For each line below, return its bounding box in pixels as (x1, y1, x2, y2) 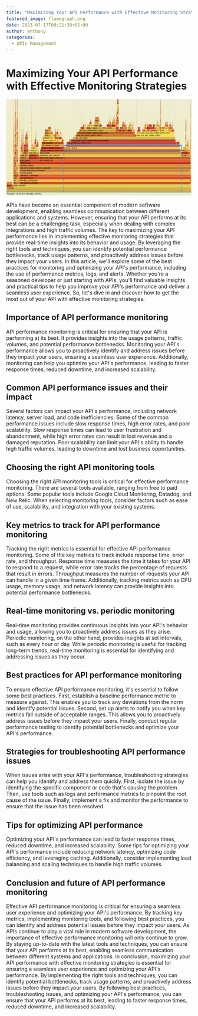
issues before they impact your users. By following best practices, (6, 984, 167, 991)
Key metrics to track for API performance (6, 520, 160, 530)
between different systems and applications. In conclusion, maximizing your (6, 953, 191, 960)
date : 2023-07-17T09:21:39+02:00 (6, 22, 88, 28)
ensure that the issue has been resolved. (6, 803, 105, 810)
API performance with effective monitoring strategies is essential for (6, 959, 172, 966)
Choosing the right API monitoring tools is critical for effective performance (6, 478, 189, 485)
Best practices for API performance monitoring (6, 670, 182, 680)
